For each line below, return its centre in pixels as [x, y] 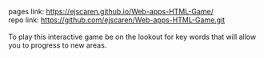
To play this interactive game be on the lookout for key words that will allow [132, 37]
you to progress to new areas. [58, 45]
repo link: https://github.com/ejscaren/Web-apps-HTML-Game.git [117, 20]
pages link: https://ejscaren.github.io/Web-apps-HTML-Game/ [111, 12]
